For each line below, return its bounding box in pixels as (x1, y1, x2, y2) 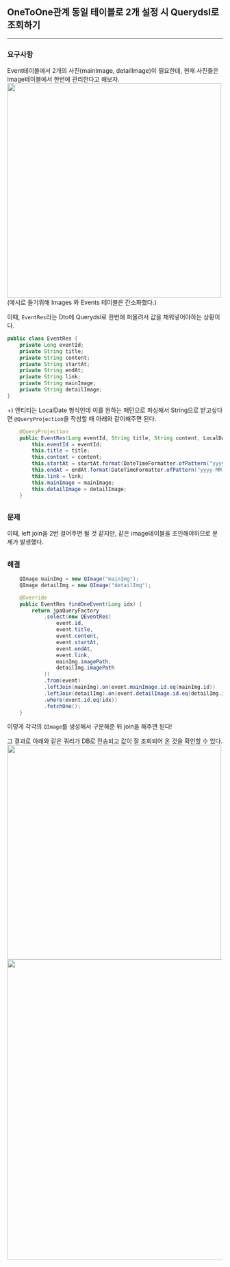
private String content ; (19, 354, 90, 361)
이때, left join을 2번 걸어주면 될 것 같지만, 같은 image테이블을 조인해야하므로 (7, 529, 211, 538)
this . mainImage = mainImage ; (31, 479, 115, 486)
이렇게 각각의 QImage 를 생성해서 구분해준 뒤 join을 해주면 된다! (7, 722, 172, 731)
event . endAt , (55, 645, 94, 652)
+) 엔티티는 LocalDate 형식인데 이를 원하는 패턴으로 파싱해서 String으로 (7, 406, 199, 414)
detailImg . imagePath (55, 665, 115, 672)
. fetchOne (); (43, 703, 81, 709)
